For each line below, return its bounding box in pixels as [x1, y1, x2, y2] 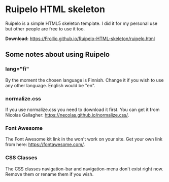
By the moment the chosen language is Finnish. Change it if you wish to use [5, 77, 164, 83]
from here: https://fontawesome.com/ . [5, 141, 85, 148]
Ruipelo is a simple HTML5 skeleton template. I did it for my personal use [5, 20, 158, 26]
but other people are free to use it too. [5, 25, 85, 31]
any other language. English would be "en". [5, 82, 95, 88]
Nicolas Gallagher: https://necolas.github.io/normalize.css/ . [5, 112, 129, 118]
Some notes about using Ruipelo [5, 50, 110, 59]
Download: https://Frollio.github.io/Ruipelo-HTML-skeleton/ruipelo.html [5, 35, 155, 42]
